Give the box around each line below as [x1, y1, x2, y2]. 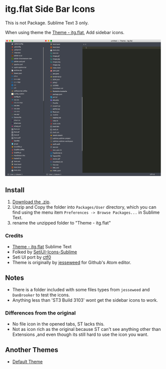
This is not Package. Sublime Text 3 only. [5, 20, 89, 26]
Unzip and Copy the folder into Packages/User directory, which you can [12, 204, 157, 210]
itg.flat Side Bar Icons [5, 3, 95, 15]
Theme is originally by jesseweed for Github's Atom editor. [12, 259, 131, 265]
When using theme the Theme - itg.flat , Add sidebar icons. [5, 29, 124, 35]
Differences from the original [5, 310, 76, 317]
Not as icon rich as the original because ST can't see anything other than [12, 326, 161, 332]
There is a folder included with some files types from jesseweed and [12, 287, 150, 293]
